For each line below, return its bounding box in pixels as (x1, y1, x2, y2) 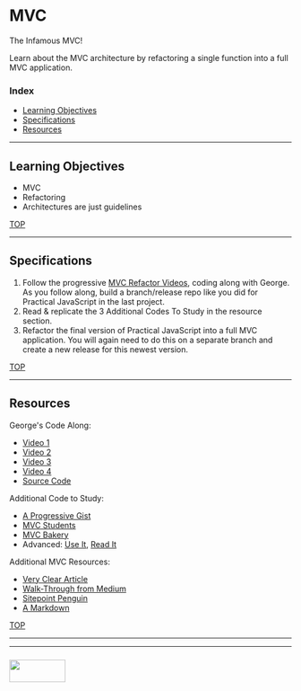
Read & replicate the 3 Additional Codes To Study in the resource (21, 306, 262, 316)
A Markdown (21, 602, 70, 613)
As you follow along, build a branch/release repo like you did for (21, 287, 258, 297)
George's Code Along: (9, 420, 91, 430)
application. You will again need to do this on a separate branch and (21, 334, 273, 345)
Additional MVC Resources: (9, 556, 110, 567)
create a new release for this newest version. (21, 343, 189, 355)
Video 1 (21, 437, 50, 447)
